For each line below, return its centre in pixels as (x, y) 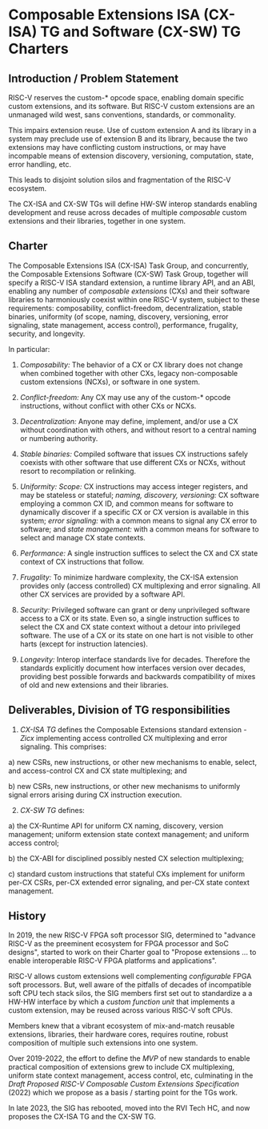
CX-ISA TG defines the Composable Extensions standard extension (131, 729)
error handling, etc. (40, 164)
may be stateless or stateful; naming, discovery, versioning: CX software (140, 495)
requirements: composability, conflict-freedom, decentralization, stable (125, 308)
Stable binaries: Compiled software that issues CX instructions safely (134, 454)
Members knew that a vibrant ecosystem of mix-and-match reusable (122, 1026)
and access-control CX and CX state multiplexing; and (98, 771)
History (27, 916)
